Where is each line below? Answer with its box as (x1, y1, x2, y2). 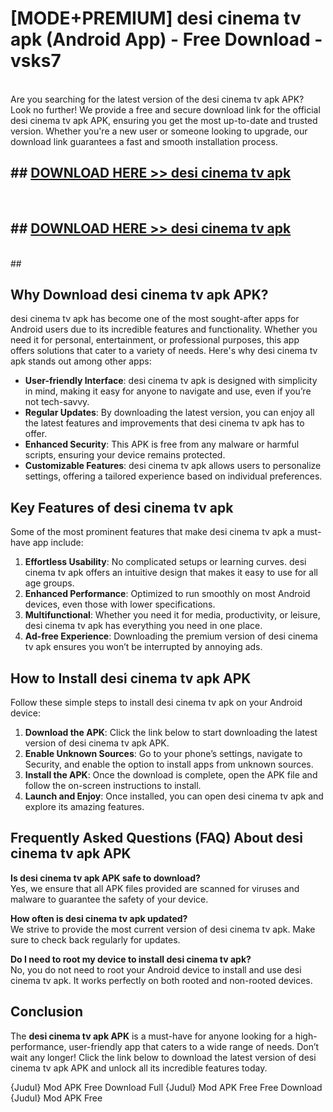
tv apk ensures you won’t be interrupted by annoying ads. (24, 641, 263, 653)
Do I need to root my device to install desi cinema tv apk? (10, 953, 252, 965)
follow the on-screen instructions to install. (24, 780, 202, 791)
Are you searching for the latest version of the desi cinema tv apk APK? (10, 93, 305, 105)
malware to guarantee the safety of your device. (10, 893, 209, 905)
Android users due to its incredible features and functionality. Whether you (10, 323, 318, 336)
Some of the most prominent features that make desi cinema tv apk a (10, 526, 295, 538)
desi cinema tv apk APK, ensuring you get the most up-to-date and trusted (10, 114, 318, 126)
